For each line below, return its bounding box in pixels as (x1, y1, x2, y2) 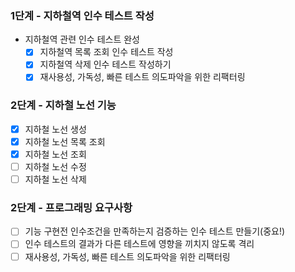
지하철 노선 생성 (24, 123, 87, 135)
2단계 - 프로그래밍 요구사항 (10, 201, 133, 215)
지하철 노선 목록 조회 (24, 135, 106, 147)
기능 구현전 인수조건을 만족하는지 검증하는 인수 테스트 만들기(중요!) (24, 225, 286, 237)
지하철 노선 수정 (24, 160, 87, 172)
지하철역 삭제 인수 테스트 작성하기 (39, 58, 172, 71)
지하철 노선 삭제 (24, 173, 87, 186)
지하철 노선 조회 (24, 148, 87, 160)
